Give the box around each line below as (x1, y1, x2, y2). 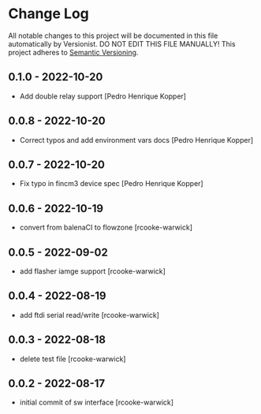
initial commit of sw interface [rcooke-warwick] (19, 397, 174, 407)
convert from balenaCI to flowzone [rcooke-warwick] (19, 222, 193, 233)
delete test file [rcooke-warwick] (19, 354, 126, 364)
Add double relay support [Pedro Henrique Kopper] (19, 91, 187, 101)
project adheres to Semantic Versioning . (8, 47, 139, 57)
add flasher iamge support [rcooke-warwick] (19, 267, 166, 276)
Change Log (8, 5, 89, 23)
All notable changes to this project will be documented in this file (8, 31, 218, 40)
